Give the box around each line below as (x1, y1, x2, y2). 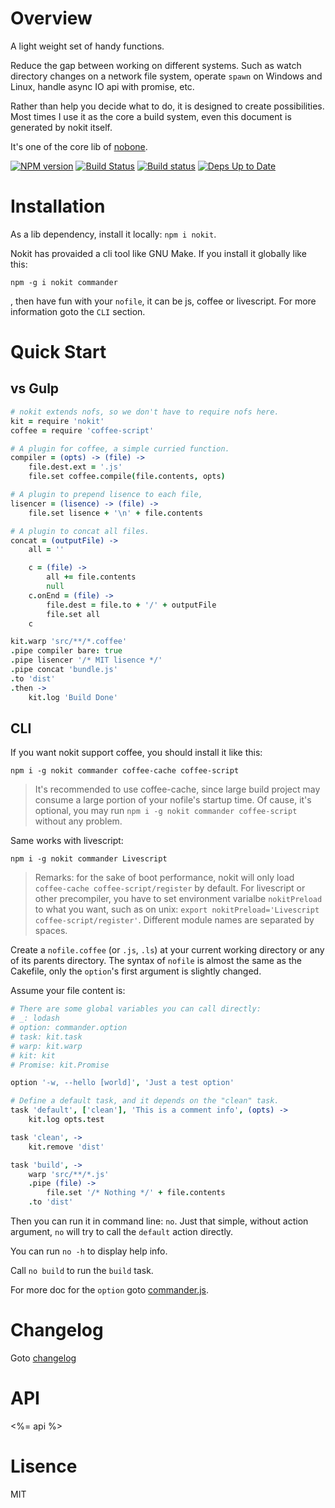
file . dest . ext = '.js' (28, 462, 123, 472)
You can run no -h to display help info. (10, 1245, 168, 1257)
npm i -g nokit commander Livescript (10, 854, 168, 864)
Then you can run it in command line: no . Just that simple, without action (10, 1215, 309, 1227)
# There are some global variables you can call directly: (10, 1004, 262, 1014)
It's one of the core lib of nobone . (10, 140, 148, 152)
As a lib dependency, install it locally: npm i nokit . (10, 228, 217, 240)
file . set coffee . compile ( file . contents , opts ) (28, 472, 226, 482)
